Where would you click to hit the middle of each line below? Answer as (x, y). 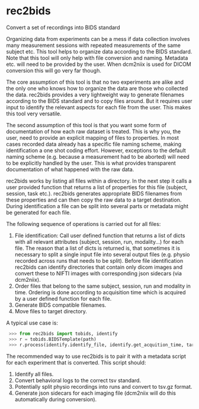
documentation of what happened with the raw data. (70, 169)
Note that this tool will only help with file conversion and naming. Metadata (97, 58)
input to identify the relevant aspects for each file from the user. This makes (99, 107)
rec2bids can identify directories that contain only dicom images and (99, 267)
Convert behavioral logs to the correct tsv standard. (78, 380)
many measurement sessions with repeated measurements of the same (93, 45)
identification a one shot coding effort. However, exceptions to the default (96, 150)
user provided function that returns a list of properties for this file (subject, (97, 187)
